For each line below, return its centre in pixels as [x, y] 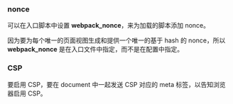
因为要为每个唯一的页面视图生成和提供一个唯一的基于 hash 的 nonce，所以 [116, 40]
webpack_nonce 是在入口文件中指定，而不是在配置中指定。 [95, 50]
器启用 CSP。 [27, 93]
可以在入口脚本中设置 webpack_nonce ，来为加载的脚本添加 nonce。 [109, 25]
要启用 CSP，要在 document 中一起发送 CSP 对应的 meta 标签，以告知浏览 [116, 84]
